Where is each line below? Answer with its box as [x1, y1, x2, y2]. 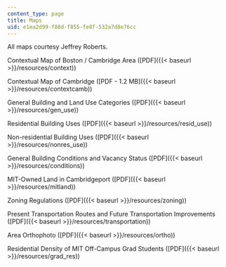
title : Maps [7, 17, 42, 24]
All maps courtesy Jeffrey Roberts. [7, 43, 108, 51]
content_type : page [7, 10, 65, 18]
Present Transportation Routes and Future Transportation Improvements [7, 210, 215, 219]
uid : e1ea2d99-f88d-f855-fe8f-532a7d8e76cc [7, 23, 137, 30]
